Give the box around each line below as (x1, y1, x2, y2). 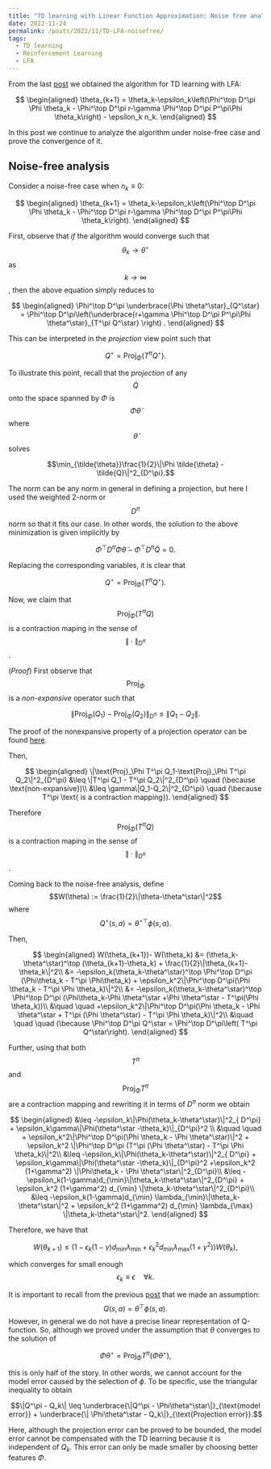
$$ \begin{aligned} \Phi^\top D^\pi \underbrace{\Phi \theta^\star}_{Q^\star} (10, 301, 261, 310)
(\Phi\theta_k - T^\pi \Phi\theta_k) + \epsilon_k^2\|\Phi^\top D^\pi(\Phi (20, 975, 251, 985)
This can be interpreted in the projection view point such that (8, 333, 211, 343)
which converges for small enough (8, 1260, 123, 1269)
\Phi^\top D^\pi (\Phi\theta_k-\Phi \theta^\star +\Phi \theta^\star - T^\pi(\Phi (11, 992, 260, 1002)
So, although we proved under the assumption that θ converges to (40, 1324, 261, 1334)
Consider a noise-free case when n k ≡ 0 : (8, 181, 144, 192)
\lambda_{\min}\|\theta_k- (154, 1192, 240, 1202)
